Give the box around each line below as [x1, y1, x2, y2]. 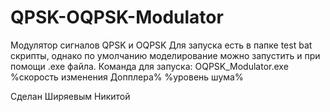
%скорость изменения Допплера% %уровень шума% [10, 71, 244, 83]
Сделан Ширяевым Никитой [10, 90, 131, 102]
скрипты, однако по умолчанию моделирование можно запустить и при [10, 49, 321, 61]
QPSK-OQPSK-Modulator [10, 6, 224, 29]
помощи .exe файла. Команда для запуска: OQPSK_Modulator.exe [10, 60, 289, 72]
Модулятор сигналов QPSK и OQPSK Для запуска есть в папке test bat [10, 39, 313, 51]
